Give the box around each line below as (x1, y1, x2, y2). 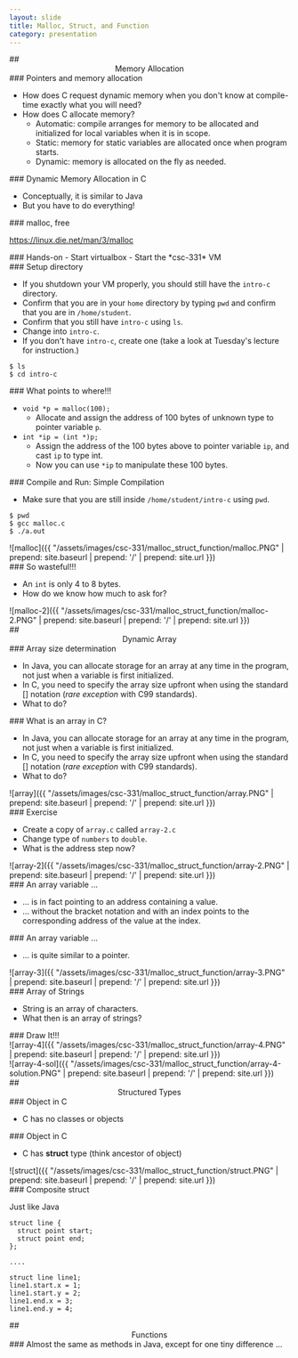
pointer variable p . (35, 422, 102, 433)
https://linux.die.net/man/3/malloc (9, 235, 134, 246)
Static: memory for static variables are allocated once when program (35, 137, 287, 148)
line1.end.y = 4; (9, 1305, 74, 1313)
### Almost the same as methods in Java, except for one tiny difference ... (9, 1339, 283, 1350)
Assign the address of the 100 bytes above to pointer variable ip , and (35, 441, 290, 451)
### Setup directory (9, 262, 84, 272)
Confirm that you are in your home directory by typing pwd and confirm (21, 297, 276, 308)
